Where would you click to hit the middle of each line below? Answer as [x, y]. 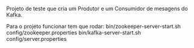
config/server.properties [36, 39]
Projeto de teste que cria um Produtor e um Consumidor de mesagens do [97, 9]
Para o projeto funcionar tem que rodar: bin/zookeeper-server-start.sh [94, 26]
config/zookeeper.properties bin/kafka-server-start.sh [74, 33]
